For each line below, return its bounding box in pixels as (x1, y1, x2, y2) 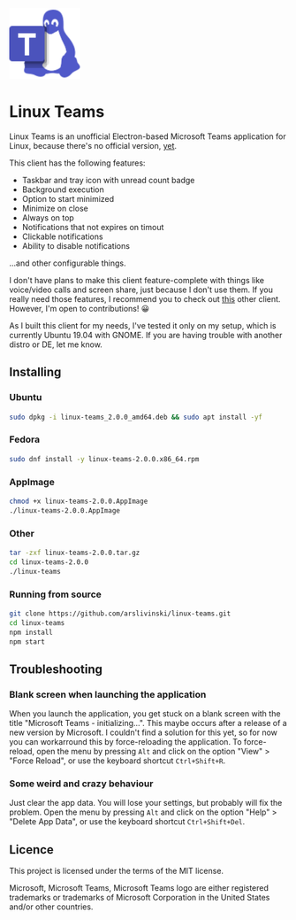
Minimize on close (21, 203, 88, 213)
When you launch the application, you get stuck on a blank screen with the (9, 708, 281, 719)
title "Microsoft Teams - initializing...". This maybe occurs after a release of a (9, 718, 287, 729)
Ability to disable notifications (21, 240, 131, 251)
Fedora (9, 433, 41, 445)
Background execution (21, 184, 104, 195)
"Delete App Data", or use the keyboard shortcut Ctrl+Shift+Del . (9, 816, 246, 827)
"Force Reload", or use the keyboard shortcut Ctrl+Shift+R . (9, 755, 226, 766)
